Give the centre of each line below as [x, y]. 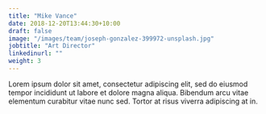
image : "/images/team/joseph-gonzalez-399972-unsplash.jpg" [112, 38]
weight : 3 [25, 61]
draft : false [30, 31]
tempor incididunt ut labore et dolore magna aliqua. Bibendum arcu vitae [129, 92]
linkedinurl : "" [35, 53]
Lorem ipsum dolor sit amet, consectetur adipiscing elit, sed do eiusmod [128, 84]
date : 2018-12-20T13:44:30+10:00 [64, 23]
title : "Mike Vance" [43, 16]
